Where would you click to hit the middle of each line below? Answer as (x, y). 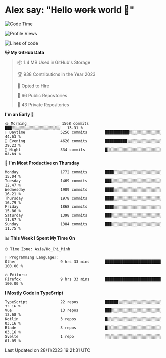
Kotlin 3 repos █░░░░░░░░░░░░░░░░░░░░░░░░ (83, 319)
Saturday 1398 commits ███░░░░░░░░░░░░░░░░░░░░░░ (83, 215)
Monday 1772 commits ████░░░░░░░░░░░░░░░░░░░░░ (83, 172)
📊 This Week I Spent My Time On (40, 238)
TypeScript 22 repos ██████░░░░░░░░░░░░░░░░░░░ (83, 302)
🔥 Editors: (17, 275)
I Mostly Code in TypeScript (34, 293)
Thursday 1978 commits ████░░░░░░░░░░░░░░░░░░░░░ (83, 198)
